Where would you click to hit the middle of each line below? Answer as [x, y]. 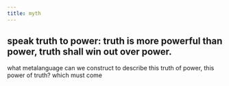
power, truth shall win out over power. [90, 52]
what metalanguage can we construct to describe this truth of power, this [111, 68]
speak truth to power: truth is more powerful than [115, 41]
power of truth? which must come [55, 75]
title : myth [24, 13]
